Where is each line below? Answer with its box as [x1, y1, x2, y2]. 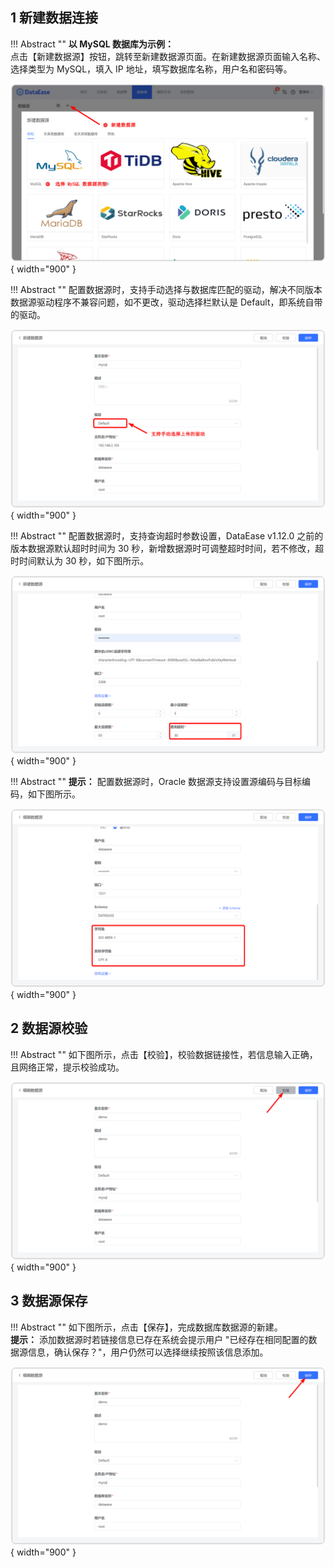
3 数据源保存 [10, 1293, 88, 1310]
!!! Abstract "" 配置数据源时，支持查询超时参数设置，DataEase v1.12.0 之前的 [10, 529, 324, 542]
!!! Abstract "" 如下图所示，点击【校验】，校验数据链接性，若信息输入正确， [10, 1048, 318, 1060]
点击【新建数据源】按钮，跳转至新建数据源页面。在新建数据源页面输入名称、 [10, 50, 326, 62]
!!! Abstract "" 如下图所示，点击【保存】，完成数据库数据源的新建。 [10, 1321, 283, 1333]
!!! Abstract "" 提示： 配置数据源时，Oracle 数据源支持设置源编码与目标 [10, 776, 303, 788]
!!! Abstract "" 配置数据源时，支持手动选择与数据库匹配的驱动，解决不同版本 [10, 284, 323, 296]
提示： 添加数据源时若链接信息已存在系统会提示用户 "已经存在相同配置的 [10, 1333, 309, 1345]
